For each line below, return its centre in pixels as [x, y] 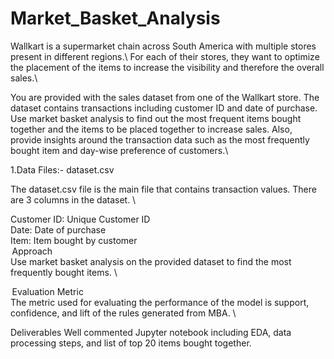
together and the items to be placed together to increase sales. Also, [151, 129]
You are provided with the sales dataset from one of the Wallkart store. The [165, 97]
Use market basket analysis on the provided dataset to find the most [151, 261]
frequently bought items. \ [64, 272]
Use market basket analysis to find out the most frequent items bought [156, 118]
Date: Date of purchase [58, 229]
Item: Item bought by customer [74, 240]
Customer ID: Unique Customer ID [80, 219]
